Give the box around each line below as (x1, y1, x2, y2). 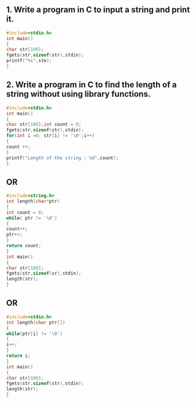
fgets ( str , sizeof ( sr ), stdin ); (6, 270, 82, 276)
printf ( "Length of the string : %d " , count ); (6, 155, 119, 161)
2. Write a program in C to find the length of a (6, 80, 177, 90)
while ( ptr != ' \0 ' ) (6, 215, 58, 221)
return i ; (6, 353, 31, 359)
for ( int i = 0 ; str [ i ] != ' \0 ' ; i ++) (6, 133, 95, 139)
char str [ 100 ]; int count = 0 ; (6, 122, 82, 128)
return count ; (6, 243, 42, 249)
